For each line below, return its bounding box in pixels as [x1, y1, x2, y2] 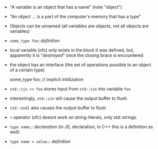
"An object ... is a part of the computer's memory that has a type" [9, 14, 141, 19]
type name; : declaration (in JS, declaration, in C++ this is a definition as [9, 124, 153, 129]
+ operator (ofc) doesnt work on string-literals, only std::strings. [9, 114, 138, 120]
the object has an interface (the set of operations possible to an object [9, 62, 152, 67]
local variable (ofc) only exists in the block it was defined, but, [9, 47, 135, 53]
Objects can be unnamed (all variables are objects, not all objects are [9, 23, 149, 29]
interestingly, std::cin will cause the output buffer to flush [9, 95, 127, 101]
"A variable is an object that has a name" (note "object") [9, 4, 122, 10]
